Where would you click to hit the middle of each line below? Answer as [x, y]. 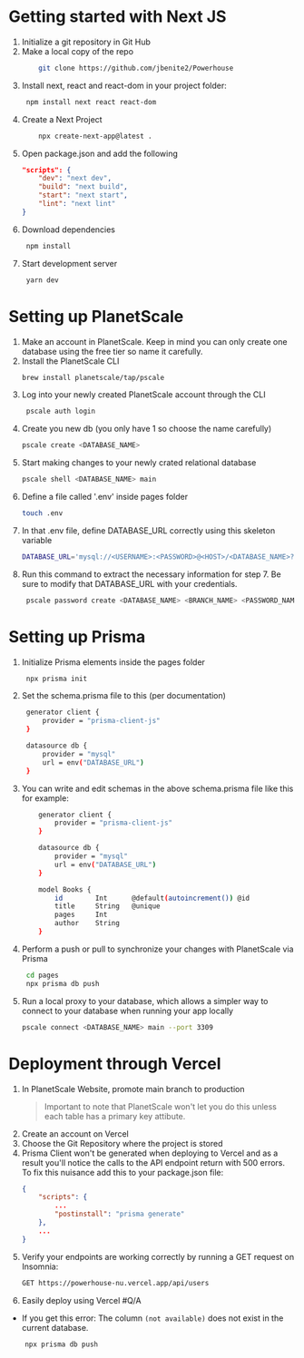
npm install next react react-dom [91, 102]
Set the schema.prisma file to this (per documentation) [123, 696]
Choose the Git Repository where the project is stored [122, 1143]
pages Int [81, 915]
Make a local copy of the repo [77, 51]
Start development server [69, 263]
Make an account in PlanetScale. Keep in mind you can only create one [154, 341]
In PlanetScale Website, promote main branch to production [133, 1089]
